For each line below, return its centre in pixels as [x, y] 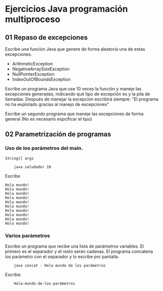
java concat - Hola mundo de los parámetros [60, 265]
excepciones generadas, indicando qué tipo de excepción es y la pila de [78, 94]
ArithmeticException [32, 64]
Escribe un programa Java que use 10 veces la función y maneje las [73, 89]
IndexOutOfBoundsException [41, 79]
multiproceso [33, 19]
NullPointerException [33, 74]
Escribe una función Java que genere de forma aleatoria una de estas [75, 49]
